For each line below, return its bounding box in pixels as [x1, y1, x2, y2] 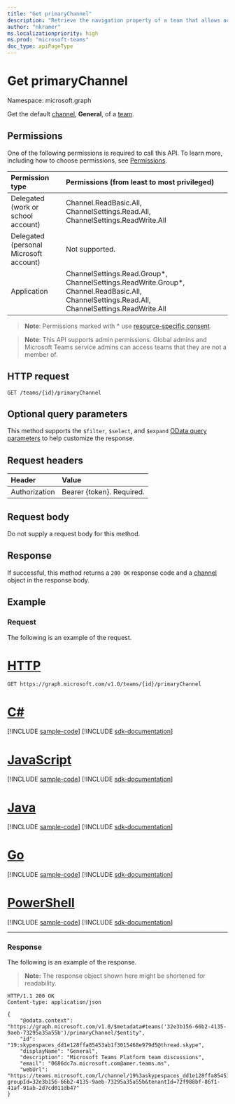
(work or [10, 202, 39, 212]
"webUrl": [20, 1066, 49, 1073]
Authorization [10, 487, 55, 497]
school [10, 211, 34, 221]
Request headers [7, 454, 84, 466]
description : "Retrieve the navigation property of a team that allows [7, 17, 220, 24]
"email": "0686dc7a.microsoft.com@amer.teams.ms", [20, 1060, 171, 1068]
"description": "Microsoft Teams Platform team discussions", [20, 1054, 205, 1061]
